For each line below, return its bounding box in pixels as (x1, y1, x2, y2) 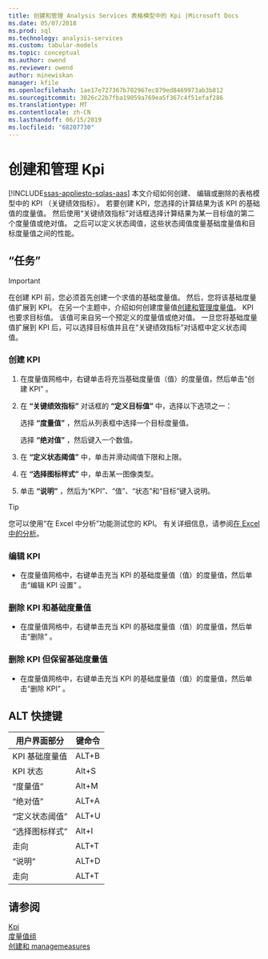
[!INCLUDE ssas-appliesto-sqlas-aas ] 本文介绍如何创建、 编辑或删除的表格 (8, 188, 254, 198)
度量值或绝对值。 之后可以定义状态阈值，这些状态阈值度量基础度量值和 (14, 218, 249, 228)
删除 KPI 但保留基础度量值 (8, 654, 108, 665)
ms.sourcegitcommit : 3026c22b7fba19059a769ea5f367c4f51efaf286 (8, 94, 224, 102)
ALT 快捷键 (8, 709, 62, 723)
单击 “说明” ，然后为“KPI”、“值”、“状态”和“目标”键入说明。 (19, 486, 215, 496)
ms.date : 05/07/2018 (8, 19, 78, 27)
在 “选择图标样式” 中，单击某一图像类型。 (19, 469, 158, 479)
